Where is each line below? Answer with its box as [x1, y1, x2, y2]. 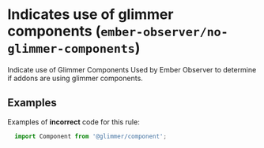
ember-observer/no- [100, 25, 228, 40]
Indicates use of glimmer [7, 6, 174, 24]
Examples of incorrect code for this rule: [7, 117, 140, 127]
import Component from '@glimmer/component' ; [14, 132, 168, 140]
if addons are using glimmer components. [7, 73, 143, 83]
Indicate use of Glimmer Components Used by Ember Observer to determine [7, 65, 257, 74]
